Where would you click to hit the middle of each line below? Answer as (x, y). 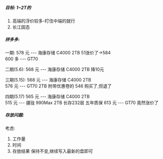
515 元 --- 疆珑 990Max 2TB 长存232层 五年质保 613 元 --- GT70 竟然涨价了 (82, 102)
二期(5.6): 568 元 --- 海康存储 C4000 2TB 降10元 (55, 69)
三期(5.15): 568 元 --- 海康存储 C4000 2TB (48, 79)
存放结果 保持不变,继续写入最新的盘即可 (52, 151)
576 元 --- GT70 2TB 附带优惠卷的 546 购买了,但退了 (59, 86)
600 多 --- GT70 (21, 59)
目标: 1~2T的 (18, 7)
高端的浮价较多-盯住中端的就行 (44, 21)
